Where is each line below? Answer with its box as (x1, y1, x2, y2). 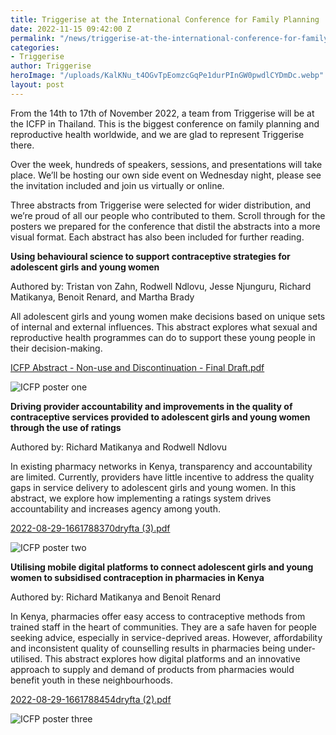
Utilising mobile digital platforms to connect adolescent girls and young (10, 561, 314, 573)
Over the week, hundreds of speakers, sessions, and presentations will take (10, 158, 323, 170)
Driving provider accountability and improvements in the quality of (10, 400, 293, 412)
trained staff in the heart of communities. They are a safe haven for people (10, 621, 318, 633)
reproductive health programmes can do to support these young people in (10, 331, 316, 343)
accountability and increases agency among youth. (10, 502, 221, 515)
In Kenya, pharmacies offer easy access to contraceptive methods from (10, 610, 306, 622)
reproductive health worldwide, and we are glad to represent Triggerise (10, 128, 305, 140)
